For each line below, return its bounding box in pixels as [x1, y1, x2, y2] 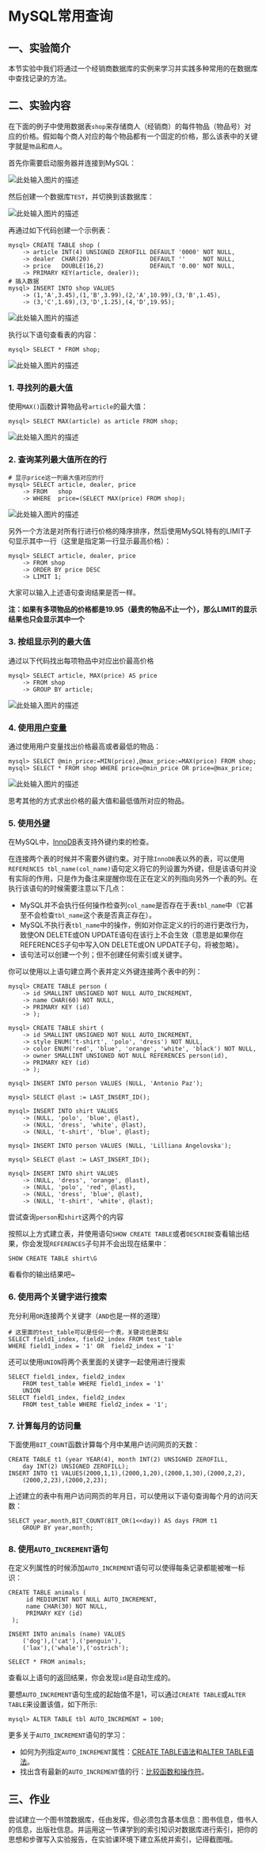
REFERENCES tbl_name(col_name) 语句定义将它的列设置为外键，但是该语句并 [8, 864, 250, 873]
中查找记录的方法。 [8, 74, 71, 83]
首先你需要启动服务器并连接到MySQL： [8, 158, 137, 167]
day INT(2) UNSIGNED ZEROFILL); [22, 1462, 129, 1470]
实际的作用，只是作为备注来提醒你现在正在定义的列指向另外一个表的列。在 [14, 874, 258, 884]
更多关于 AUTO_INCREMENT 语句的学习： [8, 1731, 128, 1740]
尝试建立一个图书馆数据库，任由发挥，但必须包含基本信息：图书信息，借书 [8, 1815, 251, 1824]
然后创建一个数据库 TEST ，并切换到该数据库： [8, 192, 154, 201]
